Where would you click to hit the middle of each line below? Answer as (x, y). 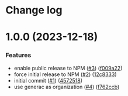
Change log (34, 10)
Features (18, 55)
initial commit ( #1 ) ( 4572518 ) (48, 80)
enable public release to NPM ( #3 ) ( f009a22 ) (68, 68)
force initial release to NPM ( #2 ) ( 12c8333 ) (65, 74)
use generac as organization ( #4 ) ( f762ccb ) (67, 87)
